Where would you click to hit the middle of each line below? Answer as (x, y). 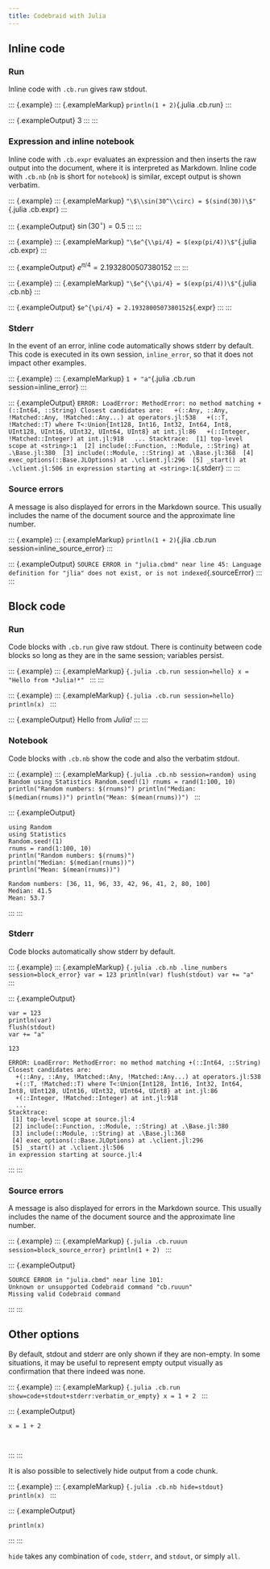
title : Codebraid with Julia (57, 16)
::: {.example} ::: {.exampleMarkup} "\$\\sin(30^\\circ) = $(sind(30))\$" (132, 200)
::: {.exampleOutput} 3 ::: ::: (53, 120)
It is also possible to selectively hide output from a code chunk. (113, 1470)
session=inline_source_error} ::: (60, 548)
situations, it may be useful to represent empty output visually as (116, 1362)
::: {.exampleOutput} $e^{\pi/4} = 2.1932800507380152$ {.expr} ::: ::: (120, 307)
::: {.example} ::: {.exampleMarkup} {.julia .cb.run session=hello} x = (129, 671)
